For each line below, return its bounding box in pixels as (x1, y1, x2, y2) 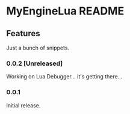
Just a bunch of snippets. (6, 44, 70, 51)
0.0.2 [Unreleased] (6, 59, 63, 68)
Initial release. (6, 101, 41, 109)
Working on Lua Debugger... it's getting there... (6, 73, 123, 80)
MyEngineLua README (6, 4, 125, 18)
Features (6, 28, 40, 39)
